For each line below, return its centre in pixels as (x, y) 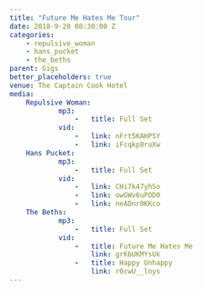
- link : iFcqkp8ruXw (117, 145)
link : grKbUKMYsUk (126, 255)
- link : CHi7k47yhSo (117, 187)
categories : (32, 35)
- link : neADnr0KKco (117, 204)
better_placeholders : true (61, 77)
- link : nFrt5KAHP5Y (117, 136)
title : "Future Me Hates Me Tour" (75, 18)
